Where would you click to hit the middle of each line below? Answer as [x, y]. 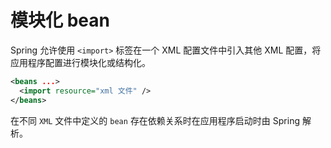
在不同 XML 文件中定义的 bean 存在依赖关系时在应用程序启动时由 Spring [155, 120]
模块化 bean [60, 20]
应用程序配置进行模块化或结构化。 [80, 62]
